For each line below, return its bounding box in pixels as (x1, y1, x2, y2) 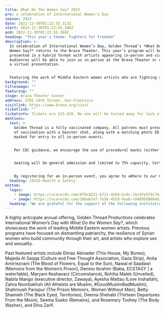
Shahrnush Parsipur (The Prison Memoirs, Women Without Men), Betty (5, 287, 148, 292)
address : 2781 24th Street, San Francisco (5, 98, 93, 103)
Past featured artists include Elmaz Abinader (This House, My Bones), (5, 250, 146, 256)
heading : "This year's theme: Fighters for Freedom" (5, 35, 115, 40)
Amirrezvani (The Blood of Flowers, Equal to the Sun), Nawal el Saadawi (5, 261, 151, 266)
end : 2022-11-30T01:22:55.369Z (5, 30, 69, 35)
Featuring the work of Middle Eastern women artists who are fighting (9, 75, 157, 80)
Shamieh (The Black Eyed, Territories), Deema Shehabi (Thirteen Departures (5, 292, 160, 298)
